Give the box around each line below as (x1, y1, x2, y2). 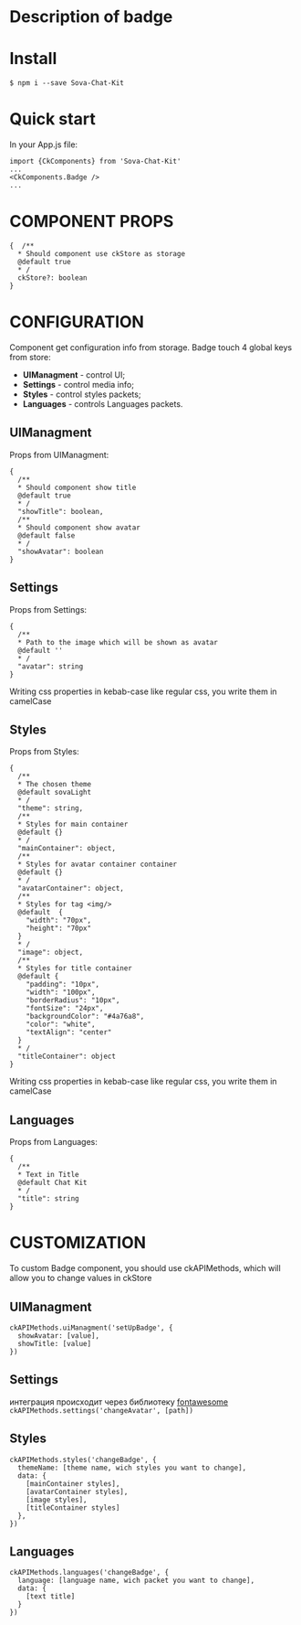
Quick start (9, 109, 96, 130)
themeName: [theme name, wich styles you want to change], (17, 1463, 247, 1472)
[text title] (26, 1592, 76, 1601)
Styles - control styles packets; (22, 389, 141, 400)
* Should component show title (17, 483, 137, 492)
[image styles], (26, 1495, 88, 1504)
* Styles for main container (17, 820, 129, 829)
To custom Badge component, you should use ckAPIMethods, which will (9, 1263, 281, 1274)
